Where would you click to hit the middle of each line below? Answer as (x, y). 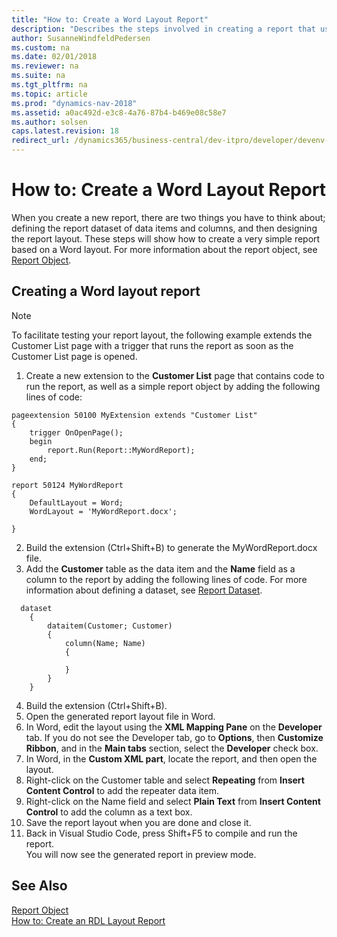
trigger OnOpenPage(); (76, 432)
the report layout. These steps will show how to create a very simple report (166, 238)
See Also (39, 886)
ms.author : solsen (49, 122)
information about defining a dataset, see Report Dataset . (144, 590)
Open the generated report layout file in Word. (120, 716)
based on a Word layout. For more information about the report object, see (164, 249)
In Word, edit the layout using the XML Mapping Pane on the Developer (174, 727)
